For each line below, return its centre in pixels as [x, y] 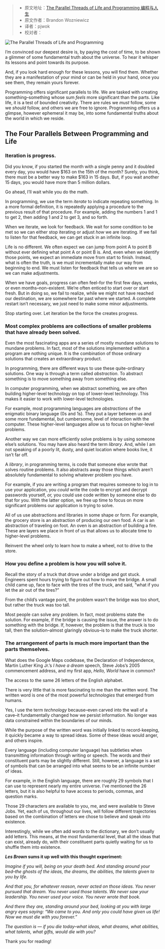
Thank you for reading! [28, 941]
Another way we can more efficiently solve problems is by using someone [80, 439]
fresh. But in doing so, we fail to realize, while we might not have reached [79, 293]
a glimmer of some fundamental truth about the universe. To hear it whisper [82, 57]
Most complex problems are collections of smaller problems [78, 326]
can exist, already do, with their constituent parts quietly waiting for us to [79, 842]
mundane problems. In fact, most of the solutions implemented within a [77, 348]
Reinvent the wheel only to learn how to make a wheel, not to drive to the [79, 545]
